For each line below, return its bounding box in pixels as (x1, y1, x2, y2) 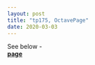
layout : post (7, 10, 45, 17)
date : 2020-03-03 (7, 23, 58, 30)
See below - (7, 43, 43, 51)
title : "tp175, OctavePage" (7, 17, 89, 24)
